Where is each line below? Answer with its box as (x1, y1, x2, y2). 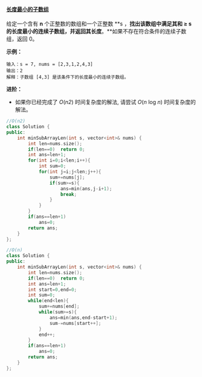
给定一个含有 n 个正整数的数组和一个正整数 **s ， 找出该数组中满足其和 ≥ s (6, 20, 192, 27)
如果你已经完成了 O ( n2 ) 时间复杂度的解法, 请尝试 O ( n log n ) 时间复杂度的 (15, 99, 197, 106)
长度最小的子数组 (6, 5, 49, 13)
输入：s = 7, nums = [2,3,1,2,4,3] (6, 61, 93, 68)
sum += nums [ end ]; (38, 303, 80, 310)
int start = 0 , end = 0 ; (28, 286, 77, 293)
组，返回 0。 (6, 35, 38, 42)
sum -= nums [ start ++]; (49, 320, 102, 326)
